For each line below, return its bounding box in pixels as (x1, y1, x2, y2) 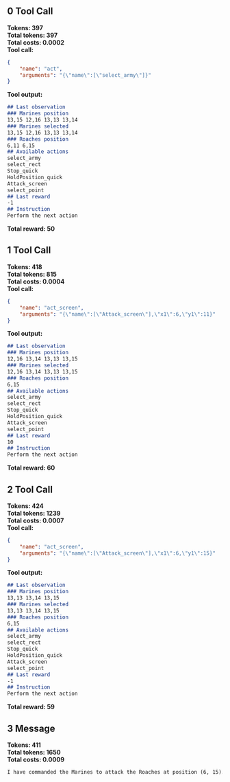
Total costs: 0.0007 (7, 516, 64, 525)
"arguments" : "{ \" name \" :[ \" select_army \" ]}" (19, 71, 152, 78)
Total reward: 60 (7, 463, 55, 472)
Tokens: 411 (7, 741, 41, 749)
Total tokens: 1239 (7, 509, 61, 517)
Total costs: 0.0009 (7, 755, 65, 763)
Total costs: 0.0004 (7, 277, 65, 286)
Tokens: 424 (7, 501, 44, 510)
